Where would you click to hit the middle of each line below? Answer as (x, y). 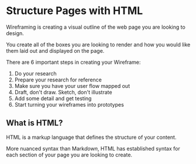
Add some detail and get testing (53, 98)
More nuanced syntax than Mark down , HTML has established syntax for (93, 148)
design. (15, 33)
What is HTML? (35, 123)
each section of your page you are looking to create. (69, 155)
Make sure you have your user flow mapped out (72, 86)
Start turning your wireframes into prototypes (69, 104)
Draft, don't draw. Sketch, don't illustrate (63, 92)
